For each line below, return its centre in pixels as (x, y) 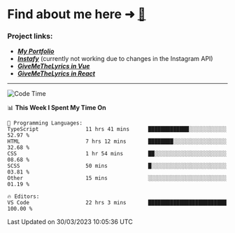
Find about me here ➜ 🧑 (77, 14)
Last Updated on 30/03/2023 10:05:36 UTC (70, 222)
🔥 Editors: (23, 197)
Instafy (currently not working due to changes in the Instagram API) (115, 59)
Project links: (30, 36)
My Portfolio (36, 51)
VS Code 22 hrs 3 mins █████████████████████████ (117, 203)
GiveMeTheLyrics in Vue (54, 66)
